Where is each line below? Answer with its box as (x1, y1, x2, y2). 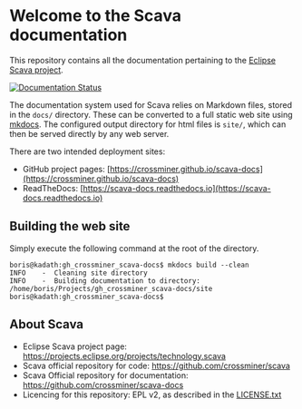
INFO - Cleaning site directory (9, 268, 148, 278)
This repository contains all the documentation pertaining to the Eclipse (9, 54, 277, 65)
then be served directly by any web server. (9, 128, 170, 139)
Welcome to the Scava (9, 5, 181, 26)
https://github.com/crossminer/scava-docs (22, 379, 184, 390)
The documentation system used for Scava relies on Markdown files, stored (9, 99, 293, 110)
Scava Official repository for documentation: (22, 369, 189, 381)
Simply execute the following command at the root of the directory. (9, 242, 259, 254)
